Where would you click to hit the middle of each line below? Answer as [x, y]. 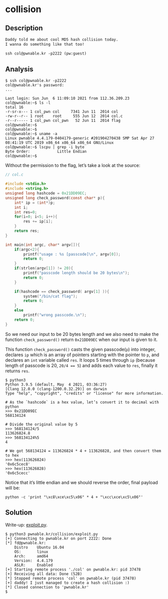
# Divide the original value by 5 [42, 424]
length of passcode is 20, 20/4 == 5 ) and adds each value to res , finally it [81, 365]
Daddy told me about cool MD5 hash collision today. [62, 39]
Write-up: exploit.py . [26, 525]
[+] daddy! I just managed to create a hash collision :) [67, 583]
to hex [12, 455]
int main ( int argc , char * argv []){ [43, 245]
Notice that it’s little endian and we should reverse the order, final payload [81, 482]
